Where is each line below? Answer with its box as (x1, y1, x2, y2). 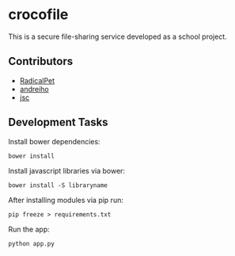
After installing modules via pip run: (8, 195, 124, 204)
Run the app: (8, 224, 50, 234)
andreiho (19, 84, 49, 94)
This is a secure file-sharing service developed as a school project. (8, 32, 227, 41)
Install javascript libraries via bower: (8, 166, 125, 175)
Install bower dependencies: (8, 136, 100, 146)
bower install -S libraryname (8, 181, 108, 189)
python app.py (8, 239, 55, 247)
